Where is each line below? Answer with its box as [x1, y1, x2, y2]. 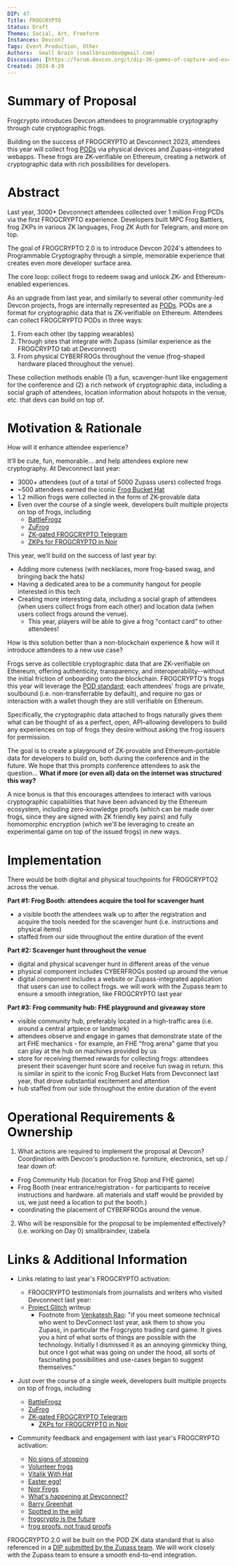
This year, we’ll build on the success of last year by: [7, 552, 157, 560]
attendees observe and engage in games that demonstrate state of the [17, 1032, 223, 1040]
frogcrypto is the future [27, 1515, 96, 1523]
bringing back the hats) [17, 573, 86, 581]
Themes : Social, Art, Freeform [7, 30, 99, 37]
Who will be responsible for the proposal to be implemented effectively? [17, 1219, 226, 1228]
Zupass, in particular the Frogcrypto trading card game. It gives [38, 1325, 223, 1334]
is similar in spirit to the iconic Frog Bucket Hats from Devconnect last [17, 1069, 219, 1078]
